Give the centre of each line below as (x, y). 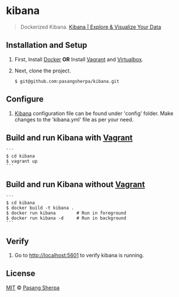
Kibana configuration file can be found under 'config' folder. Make (94, 113)
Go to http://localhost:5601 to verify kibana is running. (79, 255)
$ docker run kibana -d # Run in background (66, 218)
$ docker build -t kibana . (40, 208)
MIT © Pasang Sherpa (33, 288)
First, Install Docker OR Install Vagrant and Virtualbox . (79, 59)
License (21, 273)
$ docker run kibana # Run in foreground (66, 213)
